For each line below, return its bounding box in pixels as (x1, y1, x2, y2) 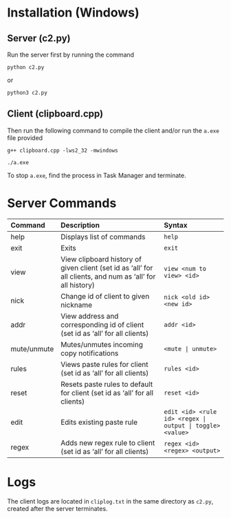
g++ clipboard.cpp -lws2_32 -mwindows (7, 147, 118, 154)
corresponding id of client (60, 319, 144, 329)
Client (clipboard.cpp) (7, 108, 104, 120)
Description (60, 220, 100, 230)
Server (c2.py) (7, 32, 71, 44)
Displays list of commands (60, 232, 146, 241)
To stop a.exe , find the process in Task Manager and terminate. (7, 171, 187, 179)
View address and (60, 311, 119, 321)
